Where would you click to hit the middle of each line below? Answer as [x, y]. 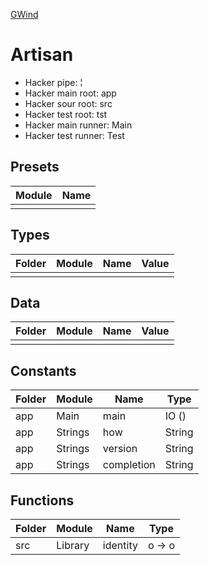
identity [120, 545]
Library [73, 545]
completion [129, 465]
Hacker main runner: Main [78, 125]
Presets [35, 167]
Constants [43, 370]
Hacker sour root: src [68, 103]
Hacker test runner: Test [74, 135]
